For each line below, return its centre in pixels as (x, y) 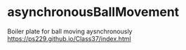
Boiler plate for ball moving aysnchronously (70, 31)
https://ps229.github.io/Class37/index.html (69, 38)
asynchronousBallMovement (93, 12)
